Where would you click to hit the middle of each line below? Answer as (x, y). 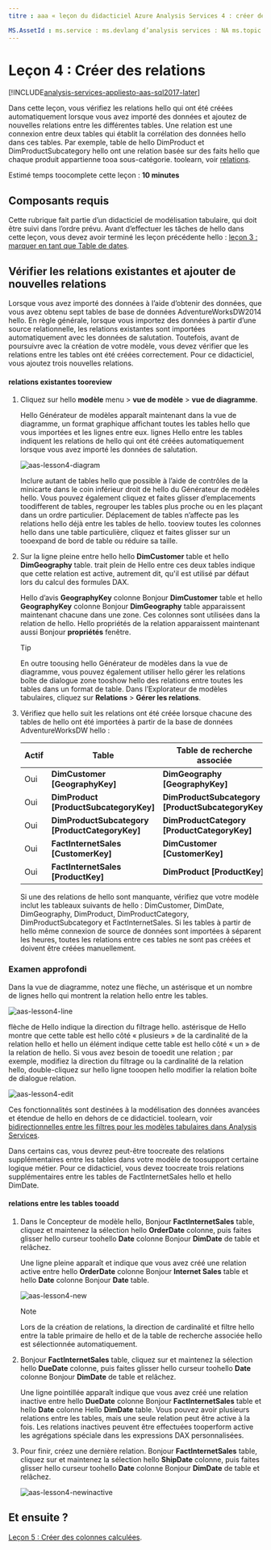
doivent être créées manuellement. (78, 948)
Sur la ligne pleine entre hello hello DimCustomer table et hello (125, 557)
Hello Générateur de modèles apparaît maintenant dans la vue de (128, 416)
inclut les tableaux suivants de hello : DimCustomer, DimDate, (122, 905)
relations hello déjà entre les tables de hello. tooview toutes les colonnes (140, 524)
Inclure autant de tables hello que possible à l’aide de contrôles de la (134, 481)
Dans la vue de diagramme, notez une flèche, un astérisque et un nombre (130, 987)
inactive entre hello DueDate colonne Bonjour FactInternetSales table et (141, 1401)
